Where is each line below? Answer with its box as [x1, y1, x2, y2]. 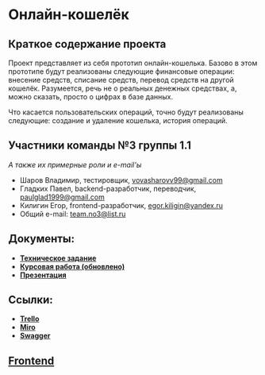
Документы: [8, 232, 75, 245]
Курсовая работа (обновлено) [19, 261, 125, 271]
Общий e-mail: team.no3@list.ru [19, 209, 126, 218]
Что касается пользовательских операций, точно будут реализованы [8, 107, 244, 117]
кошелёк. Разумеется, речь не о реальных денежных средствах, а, [8, 83, 237, 93]
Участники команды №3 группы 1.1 [8, 139, 192, 153]
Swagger [19, 331, 51, 341]
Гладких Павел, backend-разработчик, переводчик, [19, 184, 197, 193]
